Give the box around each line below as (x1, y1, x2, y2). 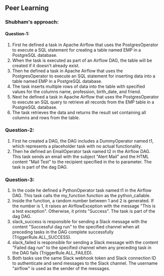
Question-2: (5, 127, 35, 134)
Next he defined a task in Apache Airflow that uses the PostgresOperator (12, 94, 159, 100)
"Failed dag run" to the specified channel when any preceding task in (12, 245, 152, 251)
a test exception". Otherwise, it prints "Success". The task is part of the (12, 208, 155, 214)
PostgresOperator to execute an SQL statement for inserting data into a (12, 73, 155, 79)
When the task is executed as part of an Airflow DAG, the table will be (12, 57, 152, 63)
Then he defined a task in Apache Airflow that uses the (12, 68, 123, 74)
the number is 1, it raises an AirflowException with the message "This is (12, 203, 156, 209)
